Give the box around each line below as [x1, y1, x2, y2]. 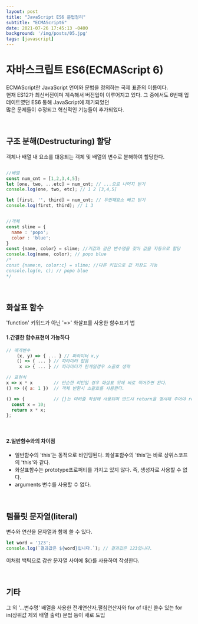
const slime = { [6, 224, 46, 230]
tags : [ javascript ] [6, 36, 54, 42]
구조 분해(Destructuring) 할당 [6, 136, 111, 146]
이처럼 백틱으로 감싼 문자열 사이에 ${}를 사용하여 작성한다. [6, 557, 140, 564]
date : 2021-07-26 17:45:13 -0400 [6, 25, 88, 31]
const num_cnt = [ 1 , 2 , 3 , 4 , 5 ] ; [6, 175, 81, 182]
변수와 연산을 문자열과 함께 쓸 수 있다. [6, 528, 93, 536]
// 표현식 [6, 375, 27, 380]
